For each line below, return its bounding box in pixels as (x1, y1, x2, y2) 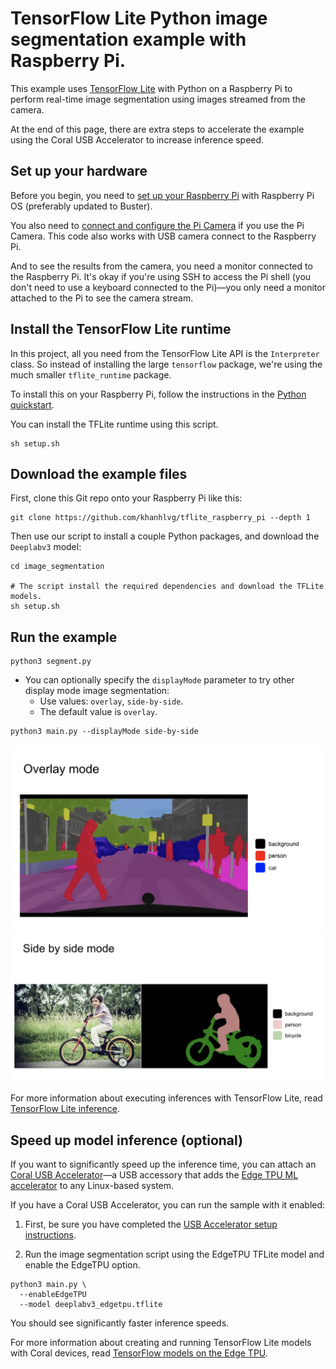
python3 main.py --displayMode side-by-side (10, 727, 199, 737)
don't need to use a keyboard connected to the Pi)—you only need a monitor (10, 281, 326, 293)
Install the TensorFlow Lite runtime (10, 321, 232, 338)
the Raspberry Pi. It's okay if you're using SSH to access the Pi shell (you (10, 270, 312, 282)
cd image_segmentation (10, 562, 105, 572)
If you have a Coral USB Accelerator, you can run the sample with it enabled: (10, 1198, 326, 1211)
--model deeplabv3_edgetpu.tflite (19, 1299, 163, 1309)
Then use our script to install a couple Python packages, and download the (10, 530, 320, 542)
